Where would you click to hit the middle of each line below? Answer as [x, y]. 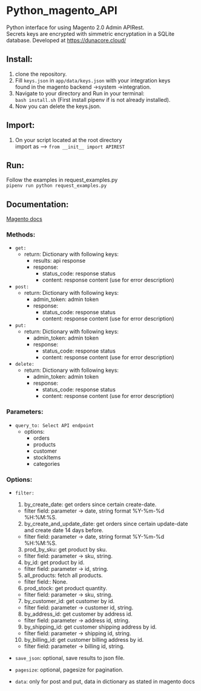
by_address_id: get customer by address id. [78, 614]
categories [47, 463]
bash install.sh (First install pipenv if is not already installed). [93, 99]
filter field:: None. [46, 582]
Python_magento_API [62, 11]
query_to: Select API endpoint [54, 425]
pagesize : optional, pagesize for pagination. [69, 670]
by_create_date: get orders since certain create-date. [90, 505]
